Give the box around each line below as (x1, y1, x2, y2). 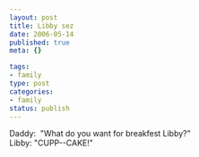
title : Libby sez (9, 21, 74, 30)
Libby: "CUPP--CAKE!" (9, 137, 94, 148)
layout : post (9, 12, 58, 22)
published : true (9, 37, 70, 47)
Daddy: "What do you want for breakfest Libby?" (9, 128, 191, 139)
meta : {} (9, 46, 42, 55)
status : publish (9, 103, 70, 112)
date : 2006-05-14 (9, 29, 74, 38)
